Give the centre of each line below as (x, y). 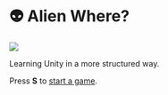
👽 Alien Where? (70, 16)
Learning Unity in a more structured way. (84, 63)
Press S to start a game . (54, 81)
